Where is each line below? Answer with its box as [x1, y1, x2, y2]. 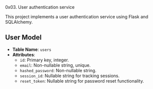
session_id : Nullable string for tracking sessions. [19, 73, 120, 79]
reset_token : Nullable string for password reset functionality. [19, 78, 144, 84]
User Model [5, 33, 42, 42]
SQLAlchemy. [5, 19, 33, 25]
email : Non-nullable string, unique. [19, 62, 91, 68]
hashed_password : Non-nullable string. [19, 67, 97, 73]
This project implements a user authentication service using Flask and [5, 14, 149, 19]
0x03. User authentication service [5, 4, 75, 10]
